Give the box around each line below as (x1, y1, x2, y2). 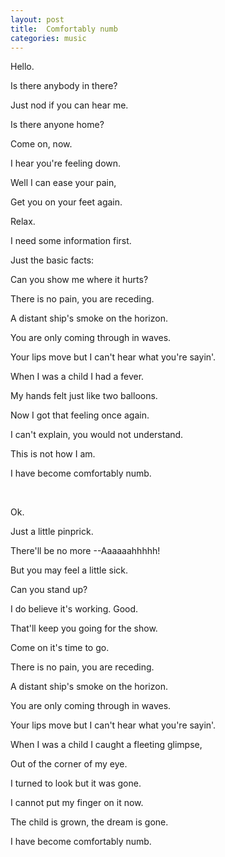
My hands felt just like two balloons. (10, 390, 158, 402)
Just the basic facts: (10, 254, 95, 266)
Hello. (10, 61, 35, 73)
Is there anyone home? (10, 119, 105, 131)
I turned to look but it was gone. (10, 777, 142, 790)
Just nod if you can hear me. (10, 99, 129, 111)
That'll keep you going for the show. (10, 622, 158, 635)
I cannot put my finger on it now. (10, 797, 144, 809)
